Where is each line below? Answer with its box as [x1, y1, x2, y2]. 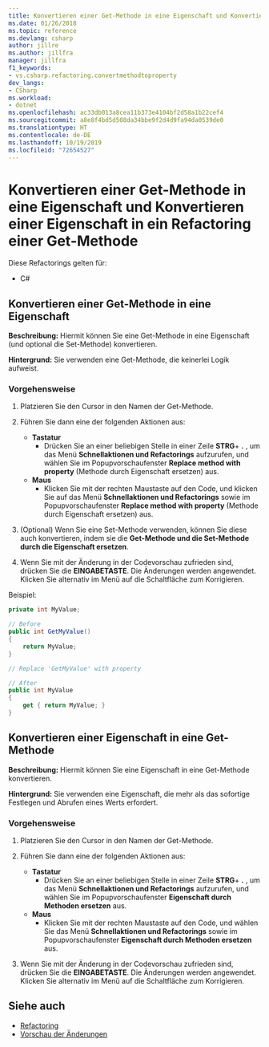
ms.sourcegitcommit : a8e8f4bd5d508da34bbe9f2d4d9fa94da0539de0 [8, 116, 224, 124]
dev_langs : [8, 79, 45, 87]
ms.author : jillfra [8, 49, 74, 57]
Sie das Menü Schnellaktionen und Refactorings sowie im [43, 927, 238, 936]
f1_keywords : [8, 64, 52, 72]
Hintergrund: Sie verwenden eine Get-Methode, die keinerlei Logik [8, 355, 230, 365]
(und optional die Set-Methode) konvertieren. [8, 339, 158, 349]
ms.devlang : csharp [8, 34, 74, 43]
